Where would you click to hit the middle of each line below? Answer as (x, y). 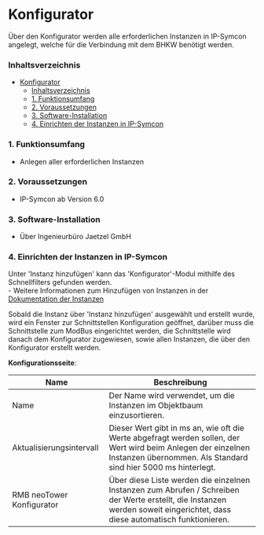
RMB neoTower (40, 495)
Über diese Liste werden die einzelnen (180, 480)
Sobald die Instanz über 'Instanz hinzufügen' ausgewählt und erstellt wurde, (132, 314)
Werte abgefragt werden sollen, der (174, 438)
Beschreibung (180, 382)
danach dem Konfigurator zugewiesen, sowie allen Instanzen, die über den (129, 339)
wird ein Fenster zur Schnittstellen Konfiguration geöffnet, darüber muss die (131, 323)
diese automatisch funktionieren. (169, 519)
